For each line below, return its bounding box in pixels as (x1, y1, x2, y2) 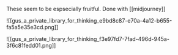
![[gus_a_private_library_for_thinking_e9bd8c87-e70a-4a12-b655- (6, 17, 172, 24)
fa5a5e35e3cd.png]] (6, 24, 59, 31)
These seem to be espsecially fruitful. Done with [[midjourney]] (6, 5, 166, 12)
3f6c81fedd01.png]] (6, 42, 56, 49)
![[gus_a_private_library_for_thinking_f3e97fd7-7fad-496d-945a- (6, 35, 170, 42)
